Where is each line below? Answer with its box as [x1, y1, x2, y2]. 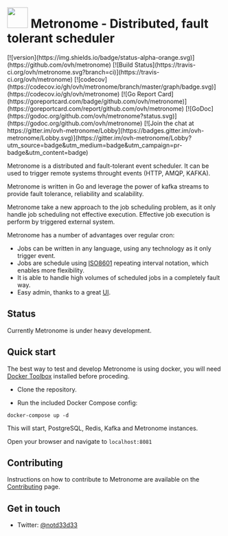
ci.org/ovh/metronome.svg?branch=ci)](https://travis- [7, 67, 160, 76]
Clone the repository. [16, 385, 77, 394]
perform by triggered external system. [7, 217, 115, 226]
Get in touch [7, 502, 60, 514]
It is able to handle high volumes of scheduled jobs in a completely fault [16, 273, 220, 281]
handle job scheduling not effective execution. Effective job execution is [7, 210, 211, 218]
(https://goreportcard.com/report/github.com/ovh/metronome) [7, 104, 184, 113]
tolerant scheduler [7, 31, 115, 46]
